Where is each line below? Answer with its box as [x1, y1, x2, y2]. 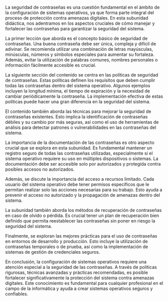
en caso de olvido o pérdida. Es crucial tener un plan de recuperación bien [5, 212, 159, 218]
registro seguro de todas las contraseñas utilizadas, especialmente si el [5, 150, 153, 156]
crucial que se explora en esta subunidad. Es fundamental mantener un [5, 145, 152, 150]
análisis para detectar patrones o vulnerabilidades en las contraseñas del [5, 124, 156, 130]
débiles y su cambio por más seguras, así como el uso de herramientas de [5, 119, 159, 125]
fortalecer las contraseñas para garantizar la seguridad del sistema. [5, 26, 145, 32]
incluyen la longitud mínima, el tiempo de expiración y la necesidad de [5, 88, 150, 94]
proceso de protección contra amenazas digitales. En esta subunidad [5, 15, 148, 21]
